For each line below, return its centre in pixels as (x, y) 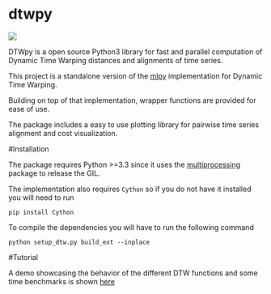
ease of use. (29, 109)
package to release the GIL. (54, 173)
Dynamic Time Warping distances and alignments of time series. (116, 60)
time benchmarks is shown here (62, 281)
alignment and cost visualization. (63, 133)
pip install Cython (41, 212)
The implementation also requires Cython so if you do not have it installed (130, 189)
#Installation (29, 149)
